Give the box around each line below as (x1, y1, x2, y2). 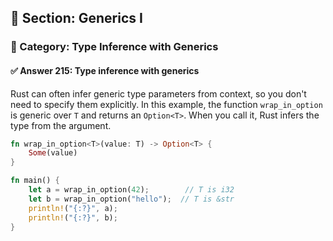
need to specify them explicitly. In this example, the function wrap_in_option (10, 98, 323, 110)
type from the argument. (10, 119, 112, 131)
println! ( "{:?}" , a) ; (28, 203, 118, 213)
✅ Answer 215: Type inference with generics (10, 64, 200, 76)
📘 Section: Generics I (10, 10, 143, 27)
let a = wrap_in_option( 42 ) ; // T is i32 (28, 185, 235, 195)
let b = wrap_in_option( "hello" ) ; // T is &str (28, 194, 235, 204)
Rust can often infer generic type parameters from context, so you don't (10, 87, 307, 100)
